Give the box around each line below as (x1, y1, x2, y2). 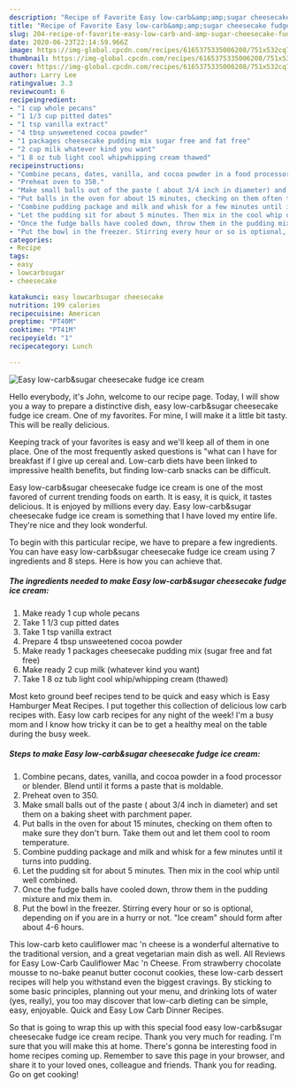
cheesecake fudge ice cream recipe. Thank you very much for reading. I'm (9, 1031, 282, 1042)
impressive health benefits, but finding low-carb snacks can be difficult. (9, 464, 271, 475)
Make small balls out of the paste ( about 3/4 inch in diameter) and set (21, 799, 278, 810)
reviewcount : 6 (9, 87, 65, 96)
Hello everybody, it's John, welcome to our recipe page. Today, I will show (9, 391, 280, 401)
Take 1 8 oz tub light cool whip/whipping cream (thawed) (21, 673, 229, 684)
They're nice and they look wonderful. (9, 519, 148, 530)
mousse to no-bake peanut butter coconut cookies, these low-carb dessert (9, 967, 284, 977)
